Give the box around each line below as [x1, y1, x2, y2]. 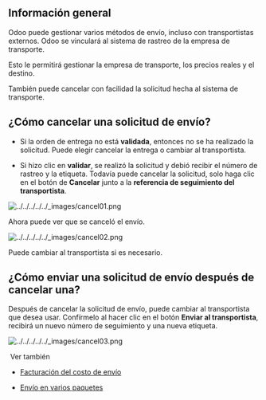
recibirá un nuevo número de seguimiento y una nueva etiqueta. [8, 321, 218, 331]
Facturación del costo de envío [19, 367, 122, 377]
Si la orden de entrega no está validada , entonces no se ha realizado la [19, 136, 254, 146]
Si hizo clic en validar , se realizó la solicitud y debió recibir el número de [19, 160, 258, 170]
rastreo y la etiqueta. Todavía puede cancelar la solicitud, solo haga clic [19, 169, 255, 178]
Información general [8, 6, 111, 20]
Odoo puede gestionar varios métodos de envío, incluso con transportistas [8, 27, 254, 37]
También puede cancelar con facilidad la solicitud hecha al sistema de [8, 84, 239, 93]
